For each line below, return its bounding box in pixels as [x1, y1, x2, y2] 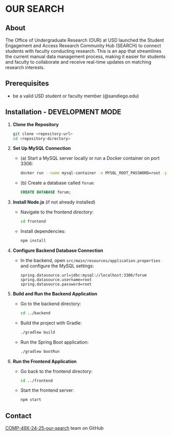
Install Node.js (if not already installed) [12, 199, 96, 205]
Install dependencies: [20, 228, 66, 234]
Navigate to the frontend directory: [20, 209, 94, 215]
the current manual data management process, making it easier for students [5, 53, 166, 60]
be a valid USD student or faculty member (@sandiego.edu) [12, 93, 139, 99]
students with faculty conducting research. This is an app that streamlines [5, 48, 162, 54]
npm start [20, 397, 42, 403]
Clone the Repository [12, 121, 59, 127]
